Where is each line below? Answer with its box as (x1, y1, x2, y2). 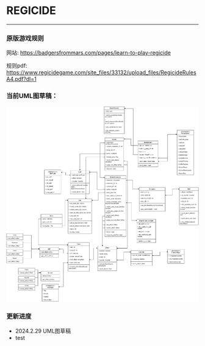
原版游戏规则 (6, 34, 45, 43)
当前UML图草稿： (6, 92, 58, 101)
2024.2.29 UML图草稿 (15, 327, 71, 334)
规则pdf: (6, 62, 27, 69)
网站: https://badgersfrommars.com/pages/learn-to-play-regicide (6, 49, 171, 57)
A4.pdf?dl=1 (6, 76, 37, 83)
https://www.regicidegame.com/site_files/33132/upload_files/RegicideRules (6, 69, 196, 76)
